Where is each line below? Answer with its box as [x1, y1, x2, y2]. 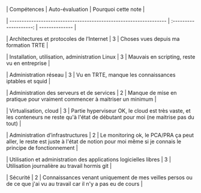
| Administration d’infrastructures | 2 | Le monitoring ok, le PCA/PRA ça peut [6, 132, 194, 138]
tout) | [6, 120, 22, 127]
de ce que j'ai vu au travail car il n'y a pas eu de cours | [6, 180, 143, 187]
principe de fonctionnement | [6, 144, 78, 151]
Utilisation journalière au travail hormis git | [6, 162, 112, 169]
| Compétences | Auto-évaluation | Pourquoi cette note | [6, 6, 145, 13]
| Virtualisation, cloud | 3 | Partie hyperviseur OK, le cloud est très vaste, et [6, 107, 191, 114]
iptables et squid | [6, 78, 51, 85]
